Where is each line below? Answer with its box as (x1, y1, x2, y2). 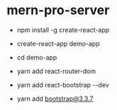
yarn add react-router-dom (16, 67, 96, 75)
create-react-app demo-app (16, 39, 100, 48)
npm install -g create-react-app (16, 26, 110, 34)
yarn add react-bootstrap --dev (16, 80, 109, 89)
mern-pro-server (6, 2, 110, 18)
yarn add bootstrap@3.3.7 (16, 94, 94, 103)
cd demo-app (16, 53, 57, 62)
